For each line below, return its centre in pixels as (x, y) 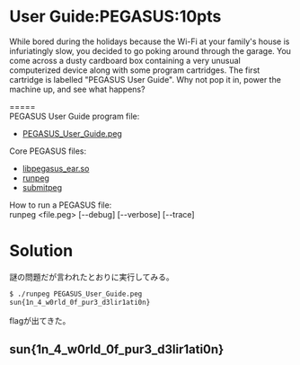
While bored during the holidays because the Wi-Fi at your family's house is (150, 41)
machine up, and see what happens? (77, 89)
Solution (41, 251)
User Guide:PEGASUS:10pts (115, 17)
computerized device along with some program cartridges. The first (135, 70)
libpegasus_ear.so (56, 168)
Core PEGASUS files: (48, 151)
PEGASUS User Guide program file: (75, 116)
